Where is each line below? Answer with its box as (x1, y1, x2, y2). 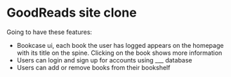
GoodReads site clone (6, 5, 138, 21)
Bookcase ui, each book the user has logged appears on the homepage (16, 41, 224, 49)
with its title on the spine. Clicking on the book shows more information (16, 49, 223, 57)
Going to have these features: (6, 28, 93, 36)
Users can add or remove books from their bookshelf (16, 63, 171, 71)
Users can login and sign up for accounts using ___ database (16, 55, 192, 64)
